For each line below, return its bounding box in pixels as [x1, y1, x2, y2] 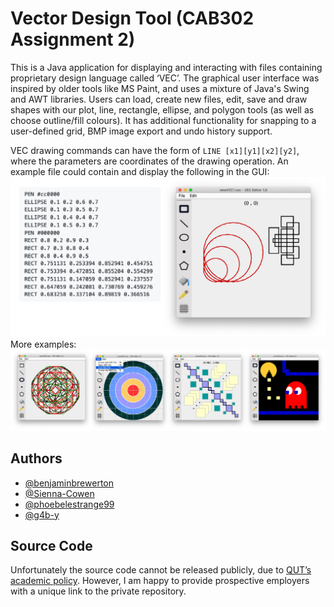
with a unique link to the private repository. [10, 585, 187, 597]
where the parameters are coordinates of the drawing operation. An [10, 155, 289, 167]
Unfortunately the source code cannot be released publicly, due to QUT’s [10, 564, 312, 576]
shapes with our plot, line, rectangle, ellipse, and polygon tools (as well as [10, 103, 315, 116]
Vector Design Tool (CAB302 [10, 7, 255, 30]
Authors [10, 450, 63, 467]
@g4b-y [24, 508, 60, 521]
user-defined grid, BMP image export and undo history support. [10, 125, 273, 137]
